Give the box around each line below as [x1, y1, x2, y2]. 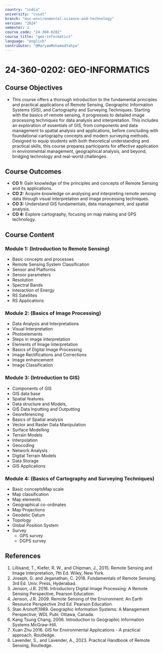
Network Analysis [12, 447, 48, 453]
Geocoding [12, 442, 35, 448]
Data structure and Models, [12, 401, 67, 407]
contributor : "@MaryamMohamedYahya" [5, 43, 79, 48]
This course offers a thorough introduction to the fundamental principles [12, 96, 157, 102]
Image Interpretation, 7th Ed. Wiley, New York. [12, 570, 105, 576]
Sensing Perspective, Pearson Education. [12, 591, 95, 597]
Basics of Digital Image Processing [12, 346, 82, 353]
